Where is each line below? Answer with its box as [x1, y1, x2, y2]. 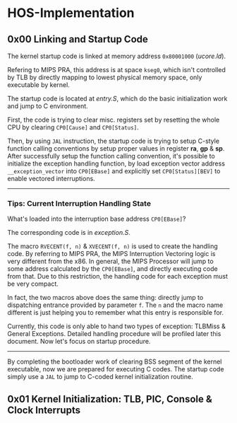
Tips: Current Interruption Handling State [7, 198, 152, 208]
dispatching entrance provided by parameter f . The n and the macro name [7, 301, 224, 309]
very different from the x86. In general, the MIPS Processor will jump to [7, 257, 214, 266]
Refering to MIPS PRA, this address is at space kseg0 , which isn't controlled [7, 66, 226, 74]
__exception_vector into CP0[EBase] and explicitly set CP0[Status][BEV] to [7, 167, 221, 175]
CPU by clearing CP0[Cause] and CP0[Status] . [7, 123, 139, 132]
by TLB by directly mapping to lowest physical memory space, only [7, 73, 202, 81]
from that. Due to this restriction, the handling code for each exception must [7, 272, 228, 281]
